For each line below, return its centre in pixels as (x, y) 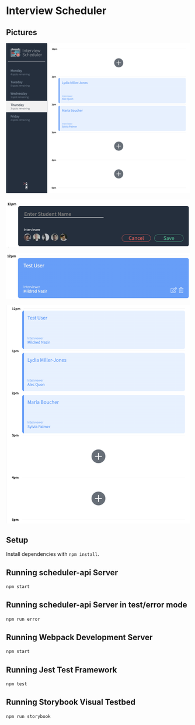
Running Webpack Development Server (79, 637)
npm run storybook (28, 716)
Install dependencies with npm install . (53, 554)
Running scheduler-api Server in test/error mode (97, 605)
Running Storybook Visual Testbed (71, 702)
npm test (17, 684)
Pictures (22, 32)
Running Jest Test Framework (62, 670)
